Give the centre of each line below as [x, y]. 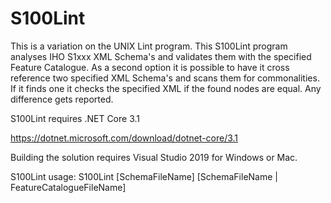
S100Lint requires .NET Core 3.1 [75, 118]
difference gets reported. [62, 99]
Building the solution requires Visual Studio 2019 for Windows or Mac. [154, 157]
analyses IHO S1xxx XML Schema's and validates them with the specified [161, 56]
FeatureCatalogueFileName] [68, 187]
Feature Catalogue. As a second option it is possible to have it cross [150, 67]
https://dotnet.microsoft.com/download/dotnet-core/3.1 [124, 138]
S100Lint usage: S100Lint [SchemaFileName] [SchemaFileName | [144, 176]
